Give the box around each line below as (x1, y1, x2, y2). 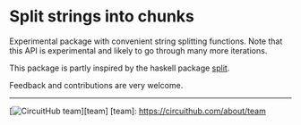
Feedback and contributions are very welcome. (9, 79, 184, 90)
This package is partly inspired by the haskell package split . (9, 62, 230, 73)
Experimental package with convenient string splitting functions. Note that (9, 36, 283, 46)
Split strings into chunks (9, 6, 195, 27)
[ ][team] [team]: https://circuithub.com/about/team (9, 105, 266, 116)
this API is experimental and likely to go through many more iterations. (9, 45, 268, 55)
